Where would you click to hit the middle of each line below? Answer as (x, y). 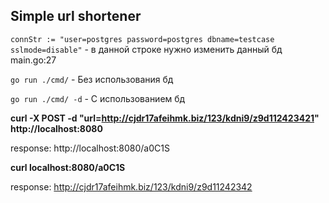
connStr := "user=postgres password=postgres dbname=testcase (142, 39)
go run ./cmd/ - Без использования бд (92, 79)
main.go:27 (33, 60)
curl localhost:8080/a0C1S (68, 167)
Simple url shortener (76, 16)
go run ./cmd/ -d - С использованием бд (98, 98)
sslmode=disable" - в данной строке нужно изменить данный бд (146, 49)
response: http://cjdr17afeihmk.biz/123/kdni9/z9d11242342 (131, 186)
